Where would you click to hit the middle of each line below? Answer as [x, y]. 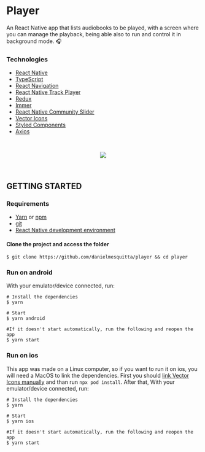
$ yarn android [26, 319]
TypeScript [29, 79]
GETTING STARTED [44, 186]
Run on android [30, 273]
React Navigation [37, 86]
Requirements [28, 203]
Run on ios [22, 356]
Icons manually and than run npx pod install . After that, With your [91, 382]
